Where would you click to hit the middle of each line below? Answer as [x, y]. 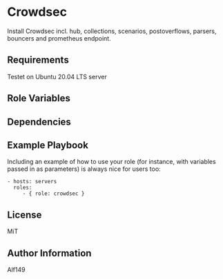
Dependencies [39, 122]
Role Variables [39, 98]
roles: [23, 188]
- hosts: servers [32, 182]
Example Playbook [48, 145]
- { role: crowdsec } [54, 194]
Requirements [38, 60]
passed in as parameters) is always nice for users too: [84, 169]
